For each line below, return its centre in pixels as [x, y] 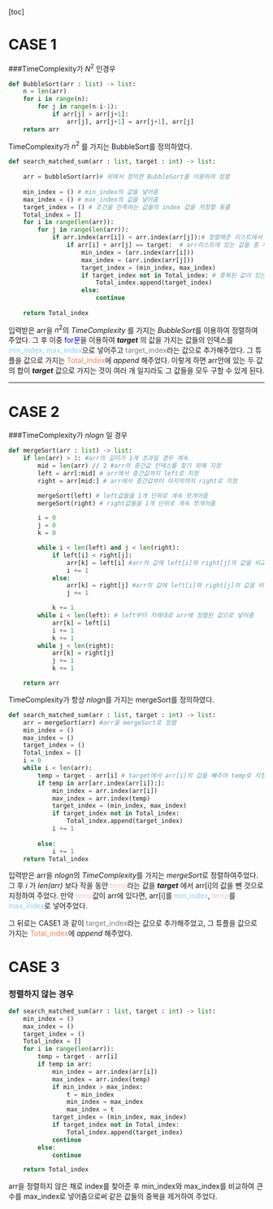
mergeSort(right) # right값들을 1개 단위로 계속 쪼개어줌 [127, 503]
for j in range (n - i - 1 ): [78, 107]
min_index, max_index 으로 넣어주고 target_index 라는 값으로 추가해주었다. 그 [131, 350]
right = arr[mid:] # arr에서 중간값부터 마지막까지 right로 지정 [138, 481]
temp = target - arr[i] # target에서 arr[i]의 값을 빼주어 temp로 [145, 775]
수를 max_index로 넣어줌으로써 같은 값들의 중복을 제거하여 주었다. [113, 1197]
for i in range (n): [56, 99]
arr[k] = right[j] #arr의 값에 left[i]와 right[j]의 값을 [160, 585]
